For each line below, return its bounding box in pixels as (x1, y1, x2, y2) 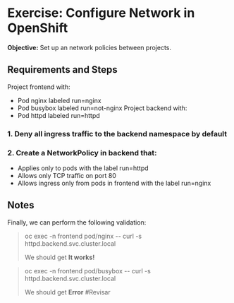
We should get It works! (24, 253, 95, 261)
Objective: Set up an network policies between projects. (7, 43, 171, 52)
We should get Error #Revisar (24, 287, 111, 296)
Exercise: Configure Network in (7, 5, 195, 21)
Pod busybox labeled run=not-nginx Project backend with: (17, 104, 187, 112)
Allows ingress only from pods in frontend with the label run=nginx (17, 179, 211, 187)
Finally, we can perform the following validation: (7, 218, 147, 227)
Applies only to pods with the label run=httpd (17, 164, 149, 172)
